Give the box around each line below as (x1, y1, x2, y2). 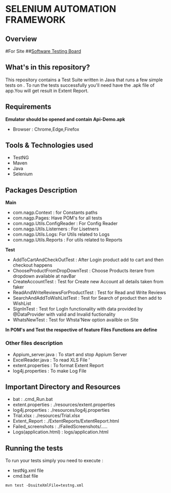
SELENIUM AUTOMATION (5, 3, 117, 15)
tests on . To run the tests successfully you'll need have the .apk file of (5, 82, 155, 88)
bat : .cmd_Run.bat (12, 396, 53, 403)
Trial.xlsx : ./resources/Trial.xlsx (12, 412, 81, 419)
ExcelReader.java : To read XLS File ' (12, 357, 90, 363)
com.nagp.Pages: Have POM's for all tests (12, 215, 103, 221)
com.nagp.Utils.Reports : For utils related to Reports (12, 237, 123, 243)
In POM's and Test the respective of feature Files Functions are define (5, 327, 158, 333)
